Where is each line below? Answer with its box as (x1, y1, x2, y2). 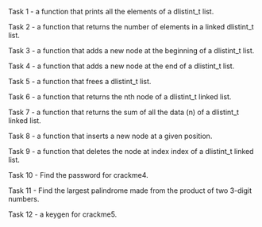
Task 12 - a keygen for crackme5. (8, 210, 118, 219)
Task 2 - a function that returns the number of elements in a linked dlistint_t (8, 22, 254, 31)
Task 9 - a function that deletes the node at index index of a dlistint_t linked (8, 147, 254, 156)
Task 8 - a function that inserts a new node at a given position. (8, 131, 213, 140)
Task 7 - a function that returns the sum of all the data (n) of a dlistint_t (8, 107, 240, 117)
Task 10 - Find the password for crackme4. (8, 171, 148, 179)
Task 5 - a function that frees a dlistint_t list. (8, 77, 152, 86)
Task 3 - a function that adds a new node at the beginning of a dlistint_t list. (8, 46, 255, 55)
